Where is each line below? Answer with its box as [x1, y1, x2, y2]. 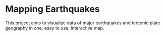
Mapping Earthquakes [5, 3, 100, 15]
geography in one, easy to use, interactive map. [5, 25, 104, 31]
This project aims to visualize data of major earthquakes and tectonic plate [5, 20, 160, 26]
